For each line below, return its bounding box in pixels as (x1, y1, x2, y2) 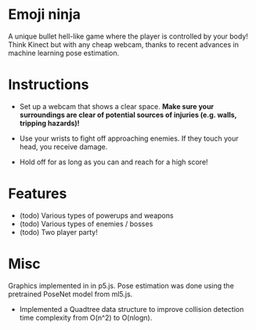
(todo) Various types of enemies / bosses (19, 218, 153, 229)
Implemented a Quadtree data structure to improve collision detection (19, 304, 244, 313)
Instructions (8, 76, 89, 93)
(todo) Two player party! (19, 227, 98, 236)
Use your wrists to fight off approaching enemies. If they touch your (19, 134, 239, 143)
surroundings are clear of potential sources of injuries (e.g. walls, (19, 110, 237, 119)
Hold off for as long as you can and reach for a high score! (19, 157, 209, 167)
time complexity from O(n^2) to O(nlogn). (19, 313, 153, 322)
